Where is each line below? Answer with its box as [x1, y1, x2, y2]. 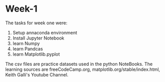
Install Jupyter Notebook [12, 35, 64, 41]
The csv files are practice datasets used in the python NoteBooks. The [5, 61, 153, 67]
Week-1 [5, 3, 38, 15]
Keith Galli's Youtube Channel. [5, 71, 69, 77]
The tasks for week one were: [5, 20, 68, 26]
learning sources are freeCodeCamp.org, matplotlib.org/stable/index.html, [5, 66, 160, 72]
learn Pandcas [12, 46, 43, 52]
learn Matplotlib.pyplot [12, 51, 60, 57]
